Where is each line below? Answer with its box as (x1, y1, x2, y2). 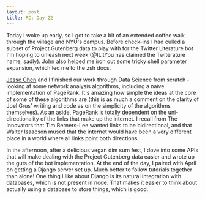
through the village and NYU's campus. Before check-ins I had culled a (6, 38, 185, 45)
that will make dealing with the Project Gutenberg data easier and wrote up (6, 152, 195, 160)
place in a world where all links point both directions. (6, 134, 140, 141)
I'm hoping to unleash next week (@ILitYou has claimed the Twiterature (6, 51, 185, 58)
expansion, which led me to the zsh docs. (6, 64, 111, 71)
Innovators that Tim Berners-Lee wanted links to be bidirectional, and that (6, 121, 193, 129)
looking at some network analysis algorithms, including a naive (6, 82, 165, 89)
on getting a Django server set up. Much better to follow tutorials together (6, 166, 193, 173)
